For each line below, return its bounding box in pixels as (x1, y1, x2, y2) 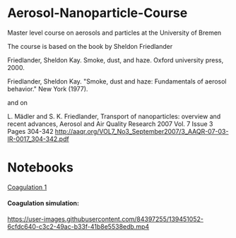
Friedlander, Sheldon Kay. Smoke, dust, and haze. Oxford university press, (7, 55, 224, 64)
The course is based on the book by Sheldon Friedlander (7, 42, 173, 50)
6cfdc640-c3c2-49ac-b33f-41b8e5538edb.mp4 (7, 222, 150, 231)
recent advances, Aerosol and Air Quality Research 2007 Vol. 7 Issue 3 (7, 119, 213, 128)
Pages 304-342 (7, 127, 54, 135)
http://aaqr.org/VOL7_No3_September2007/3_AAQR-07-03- (54, 127, 229, 135)
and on (7, 98, 28, 107)
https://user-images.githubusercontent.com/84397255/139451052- (7, 215, 203, 224)
